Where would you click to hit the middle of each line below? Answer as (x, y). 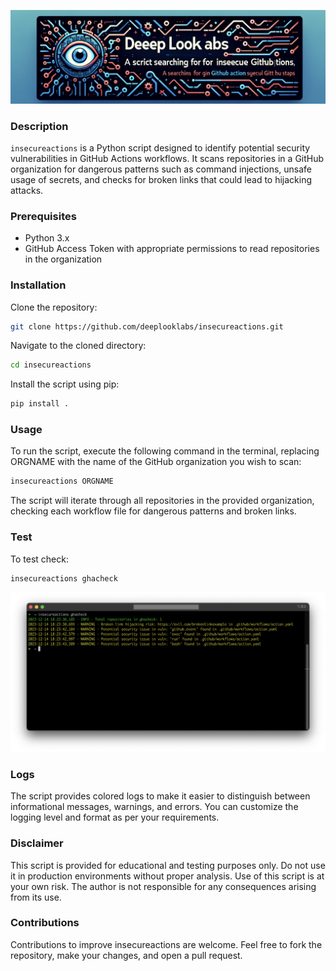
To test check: (39, 559)
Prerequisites (43, 216)
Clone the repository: (54, 307)
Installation (38, 285)
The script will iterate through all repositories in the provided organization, (162, 501)
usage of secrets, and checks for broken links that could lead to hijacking (161, 179)
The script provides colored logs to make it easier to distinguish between (160, 796)
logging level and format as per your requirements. (115, 817)
